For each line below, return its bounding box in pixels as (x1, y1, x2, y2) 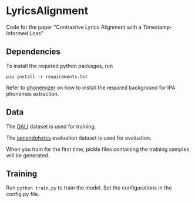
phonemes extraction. (6, 90, 59, 97)
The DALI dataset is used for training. (6, 123, 96, 130)
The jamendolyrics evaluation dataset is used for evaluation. (6, 134, 152, 141)
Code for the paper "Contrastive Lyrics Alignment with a (6, 23, 142, 31)
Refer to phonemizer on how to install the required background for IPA (6, 84, 176, 91)
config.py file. (6, 191, 40, 198)
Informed (6, 29, 28, 36)
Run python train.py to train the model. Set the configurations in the (6, 184, 172, 191)
